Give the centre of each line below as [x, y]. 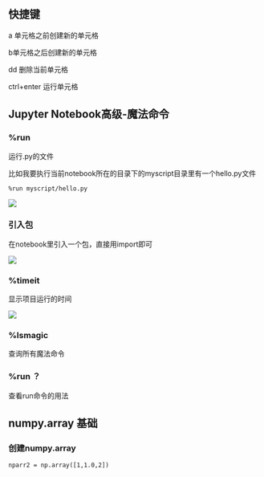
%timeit [24, 280]
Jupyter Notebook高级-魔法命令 [89, 114]
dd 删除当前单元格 [39, 69]
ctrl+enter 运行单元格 [43, 86]
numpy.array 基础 [53, 424]
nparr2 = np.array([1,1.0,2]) [59, 465]
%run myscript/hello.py [48, 188]
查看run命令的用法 [39, 395]
